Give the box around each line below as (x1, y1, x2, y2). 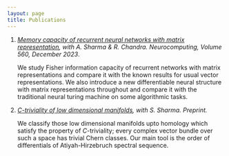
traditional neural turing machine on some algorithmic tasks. (17, 92, 188, 100)
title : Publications (7, 16, 67, 23)
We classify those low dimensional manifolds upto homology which (17, 119, 208, 127)
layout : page (7, 10, 45, 17)
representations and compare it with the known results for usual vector (17, 70, 219, 79)
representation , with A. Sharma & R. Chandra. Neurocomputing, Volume (17, 43, 222, 51)
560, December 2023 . (17, 49, 81, 58)
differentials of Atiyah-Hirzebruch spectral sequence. (17, 141, 169, 149)
